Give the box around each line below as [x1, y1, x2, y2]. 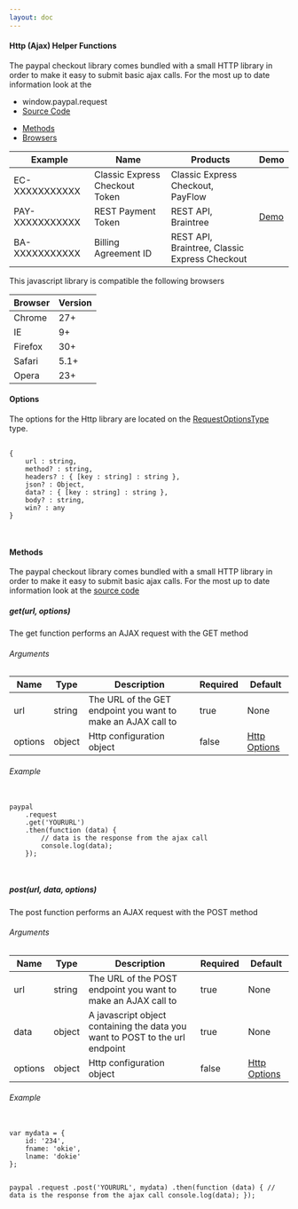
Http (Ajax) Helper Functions [9, 41, 117, 51]
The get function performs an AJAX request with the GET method [9, 628, 248, 639]
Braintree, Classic [170, 241, 245, 254]
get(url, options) [9, 605, 71, 616]
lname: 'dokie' [25, 1151, 82, 1161]
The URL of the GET [88, 693, 171, 706]
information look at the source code [9, 585, 140, 596]
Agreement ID [94, 247, 153, 259]
